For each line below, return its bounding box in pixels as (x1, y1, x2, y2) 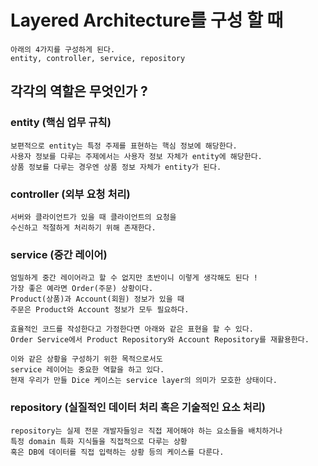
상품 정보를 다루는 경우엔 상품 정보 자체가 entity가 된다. (10, 162, 222, 172)
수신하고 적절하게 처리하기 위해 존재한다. (10, 222, 157, 233)
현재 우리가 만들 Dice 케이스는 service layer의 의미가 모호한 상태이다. (10, 376, 278, 386)
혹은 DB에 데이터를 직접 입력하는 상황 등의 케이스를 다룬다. (10, 447, 225, 457)
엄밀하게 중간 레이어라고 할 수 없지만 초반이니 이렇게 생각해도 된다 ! (10, 273, 258, 283)
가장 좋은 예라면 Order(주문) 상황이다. (10, 284, 154, 294)
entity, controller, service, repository (10, 53, 186, 63)
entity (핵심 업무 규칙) (10, 116, 112, 130)
